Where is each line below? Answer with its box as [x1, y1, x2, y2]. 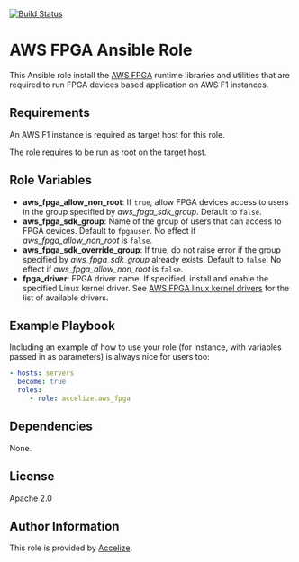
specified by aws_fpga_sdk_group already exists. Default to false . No [22, 254, 282, 264]
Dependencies [9, 419, 93, 434]
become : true [17, 378, 67, 387]
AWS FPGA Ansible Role [9, 40, 193, 60]
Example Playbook [9, 317, 115, 333]
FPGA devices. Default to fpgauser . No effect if [22, 225, 196, 236]
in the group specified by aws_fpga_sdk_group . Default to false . [22, 206, 263, 217]
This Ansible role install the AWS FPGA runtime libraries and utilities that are [9, 69, 290, 80]
